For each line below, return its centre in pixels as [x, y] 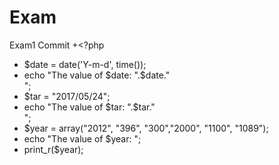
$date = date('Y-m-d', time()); [85, 64]
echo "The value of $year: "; [82, 138]
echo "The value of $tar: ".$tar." [89, 107]
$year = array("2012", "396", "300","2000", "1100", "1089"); [146, 128]
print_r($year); [53, 149]
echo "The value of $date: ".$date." [97, 75]
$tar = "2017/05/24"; [67, 96]
